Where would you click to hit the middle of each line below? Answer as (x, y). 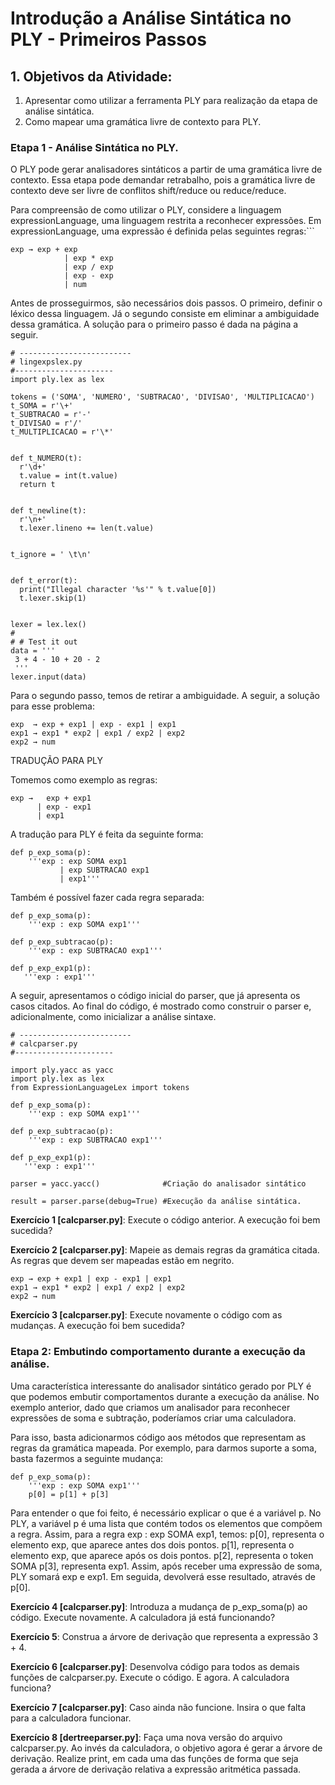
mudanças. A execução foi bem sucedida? (97, 1326)
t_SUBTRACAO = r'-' (51, 415)
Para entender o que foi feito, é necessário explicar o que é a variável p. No (166, 1513)
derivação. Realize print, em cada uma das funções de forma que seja (154, 1758)
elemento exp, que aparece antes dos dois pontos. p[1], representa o (152, 1544)
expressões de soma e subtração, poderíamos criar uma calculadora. (153, 1418)
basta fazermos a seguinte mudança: (87, 1458)
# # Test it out (44, 642)
